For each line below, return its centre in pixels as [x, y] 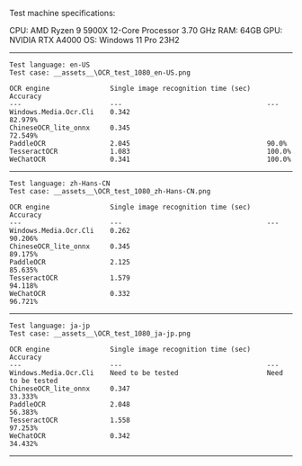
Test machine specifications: [62, 13]
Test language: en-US [50, 65]
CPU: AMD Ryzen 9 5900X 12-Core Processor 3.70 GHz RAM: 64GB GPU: [146, 30]
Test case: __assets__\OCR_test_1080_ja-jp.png [100, 334]
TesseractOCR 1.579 [70, 278]
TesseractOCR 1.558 [70, 420]
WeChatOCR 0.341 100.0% [151, 159]
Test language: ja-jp [50, 326]
